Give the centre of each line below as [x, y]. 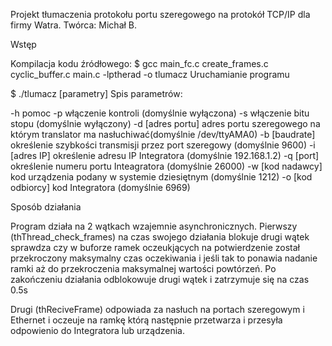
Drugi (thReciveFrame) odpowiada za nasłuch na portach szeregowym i [157, 309]
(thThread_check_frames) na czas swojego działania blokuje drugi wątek [160, 237]
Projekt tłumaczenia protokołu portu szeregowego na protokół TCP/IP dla [160, 14]
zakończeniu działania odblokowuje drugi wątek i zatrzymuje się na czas [160, 279]
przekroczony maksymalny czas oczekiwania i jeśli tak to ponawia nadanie [164, 258]
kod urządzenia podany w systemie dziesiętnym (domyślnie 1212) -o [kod [161, 177]
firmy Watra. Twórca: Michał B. [74, 25]
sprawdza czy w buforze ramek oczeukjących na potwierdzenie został [155, 247]
